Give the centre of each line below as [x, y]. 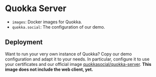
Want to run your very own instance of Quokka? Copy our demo [68, 54]
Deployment [24, 42]
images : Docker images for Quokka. [47, 22]
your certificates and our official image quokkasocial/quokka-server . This [78, 64]
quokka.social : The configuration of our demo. [58, 27]
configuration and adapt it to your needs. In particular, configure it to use [77, 59]
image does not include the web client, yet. [49, 69]
